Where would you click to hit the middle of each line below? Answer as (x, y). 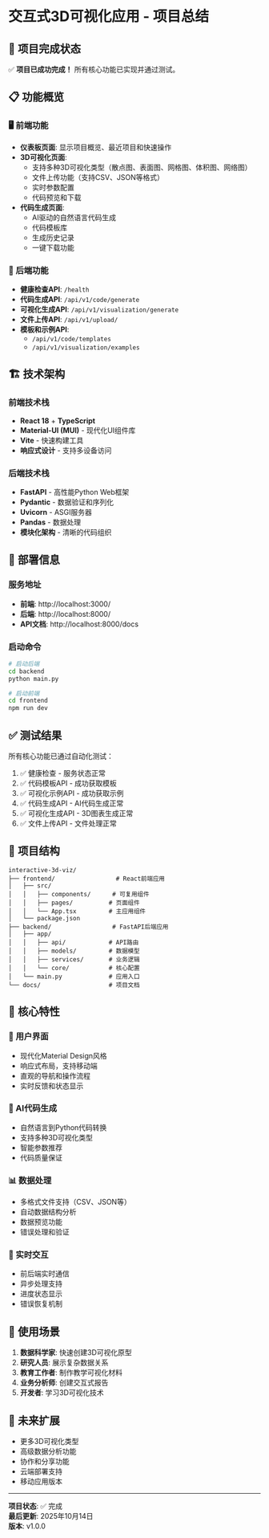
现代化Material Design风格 (63, 1055)
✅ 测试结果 (35, 735)
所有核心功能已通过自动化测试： (61, 757)
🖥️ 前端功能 (28, 125)
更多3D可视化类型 (49, 1442)
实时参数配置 (53, 187)
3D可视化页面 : (43, 157)
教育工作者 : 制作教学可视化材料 (71, 1373)
